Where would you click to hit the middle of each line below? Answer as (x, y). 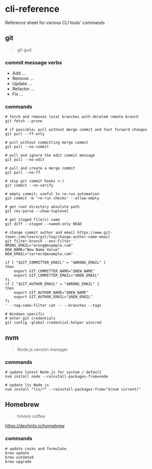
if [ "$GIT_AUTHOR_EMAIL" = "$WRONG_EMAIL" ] (52, 284)
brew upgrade (18, 462)
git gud (24, 49)
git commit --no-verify (29, 185)
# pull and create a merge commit (40, 168)
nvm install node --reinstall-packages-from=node (57, 377)
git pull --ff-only (25, 134)
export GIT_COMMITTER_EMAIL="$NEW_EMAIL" (56, 275)
